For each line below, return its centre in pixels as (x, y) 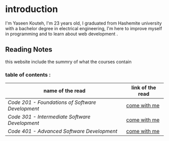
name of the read (64, 91)
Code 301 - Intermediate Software (49, 117)
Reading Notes (29, 49)
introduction (32, 9)
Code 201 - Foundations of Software (52, 102)
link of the (144, 88)
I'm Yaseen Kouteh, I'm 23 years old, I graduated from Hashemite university (83, 23)
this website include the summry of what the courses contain (68, 62)
